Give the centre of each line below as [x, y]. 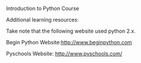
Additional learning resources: [43, 20]
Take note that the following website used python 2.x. [71, 31]
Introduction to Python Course [43, 8]
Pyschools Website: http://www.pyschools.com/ [64, 54]
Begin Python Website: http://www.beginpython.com [69, 42]
